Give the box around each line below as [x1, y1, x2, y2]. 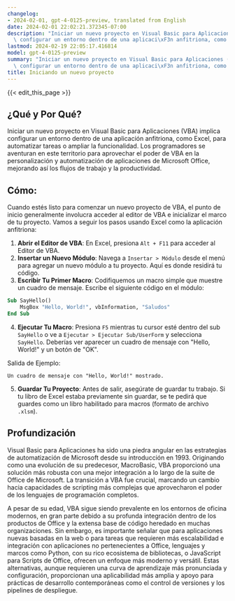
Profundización [7, 427, 76, 439]
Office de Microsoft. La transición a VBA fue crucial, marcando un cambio [7, 476, 220, 484]
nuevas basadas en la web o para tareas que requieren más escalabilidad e [7, 534, 225, 542]
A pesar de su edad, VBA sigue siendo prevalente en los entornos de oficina [7, 504, 227, 512]
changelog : [7, 10, 39, 18]
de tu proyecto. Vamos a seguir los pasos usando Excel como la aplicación [7, 218, 222, 226]
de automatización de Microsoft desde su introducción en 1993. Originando [7, 453, 225, 462]
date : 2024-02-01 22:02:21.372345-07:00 [7, 23, 127, 30]
